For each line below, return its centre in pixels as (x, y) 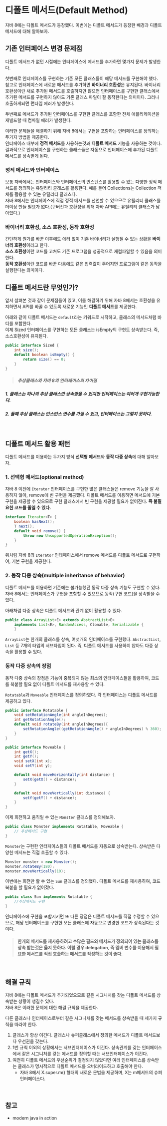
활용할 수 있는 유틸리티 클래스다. (46, 194)
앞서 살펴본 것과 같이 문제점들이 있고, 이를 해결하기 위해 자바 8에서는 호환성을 (80, 301)
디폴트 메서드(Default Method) (67, 10)
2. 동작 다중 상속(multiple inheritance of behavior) (65, 576)
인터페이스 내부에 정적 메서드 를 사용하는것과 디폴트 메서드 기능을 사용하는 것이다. (83, 143)
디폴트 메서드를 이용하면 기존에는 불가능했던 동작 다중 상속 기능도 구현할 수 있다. (83, 587)
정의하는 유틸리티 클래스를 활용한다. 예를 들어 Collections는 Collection (87, 188)
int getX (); (26, 752)
